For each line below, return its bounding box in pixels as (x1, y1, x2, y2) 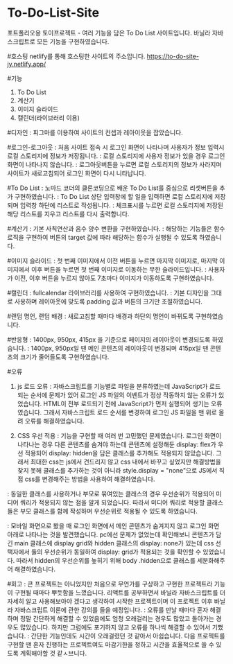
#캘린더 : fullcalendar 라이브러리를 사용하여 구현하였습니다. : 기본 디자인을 (7, 288, 209, 297)
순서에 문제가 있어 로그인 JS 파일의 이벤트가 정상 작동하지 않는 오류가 (30, 390, 217, 399)
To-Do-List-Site (7, 5, 99, 21)
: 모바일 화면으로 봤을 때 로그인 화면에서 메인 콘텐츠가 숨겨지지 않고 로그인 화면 (7, 521, 220, 530)
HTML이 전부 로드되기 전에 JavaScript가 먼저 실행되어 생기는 (43, 399, 209, 408)
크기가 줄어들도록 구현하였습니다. (19, 352, 110, 361)
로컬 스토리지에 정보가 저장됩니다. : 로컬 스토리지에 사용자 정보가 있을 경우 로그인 (7, 151, 225, 160)
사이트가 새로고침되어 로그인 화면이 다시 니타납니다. (7, 168, 146, 177)
